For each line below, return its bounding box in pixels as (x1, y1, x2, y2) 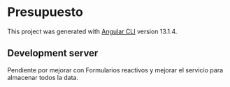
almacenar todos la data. (7, 73, 79, 81)
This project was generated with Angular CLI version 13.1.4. (7, 27, 178, 35)
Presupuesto (7, 4, 84, 20)
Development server (7, 47, 99, 59)
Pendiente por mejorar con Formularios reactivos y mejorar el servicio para (7, 65, 224, 74)
